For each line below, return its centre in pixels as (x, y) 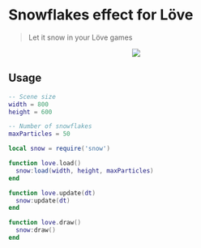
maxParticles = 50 (39, 134)
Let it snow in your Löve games (80, 37)
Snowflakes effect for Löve (101, 15)
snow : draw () (36, 230)
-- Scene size (32, 96)
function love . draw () (45, 223)
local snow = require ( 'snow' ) (60, 149)
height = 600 (30, 112)
